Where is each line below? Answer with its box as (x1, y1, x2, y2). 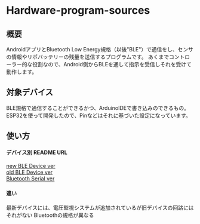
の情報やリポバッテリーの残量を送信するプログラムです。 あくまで (6, 53, 170, 60)
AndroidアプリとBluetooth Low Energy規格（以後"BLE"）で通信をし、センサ (6, 46, 194, 53)
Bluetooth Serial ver (6, 175, 55, 182)
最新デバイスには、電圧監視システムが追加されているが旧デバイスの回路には (6, 204, 194, 211)
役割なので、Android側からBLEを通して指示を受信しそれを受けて (32, 61, 192, 67)
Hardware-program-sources (6, 4, 150, 17)
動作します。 (6, 68, 38, 75)
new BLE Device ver (6, 162, 56, 170)
